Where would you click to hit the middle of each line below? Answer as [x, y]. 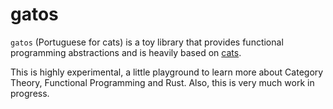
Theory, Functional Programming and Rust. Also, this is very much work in [162, 82]
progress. [30, 93]
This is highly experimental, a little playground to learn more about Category [167, 72]
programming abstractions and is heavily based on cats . [126, 52]
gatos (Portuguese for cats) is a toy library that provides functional [147, 42]
